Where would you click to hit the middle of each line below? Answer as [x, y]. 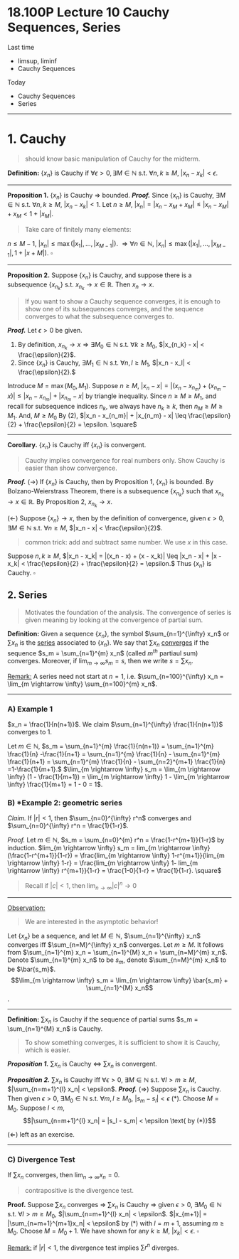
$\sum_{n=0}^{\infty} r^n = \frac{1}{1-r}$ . [68, 826]
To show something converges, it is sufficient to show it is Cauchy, [122, 1043]
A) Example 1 [30, 709]
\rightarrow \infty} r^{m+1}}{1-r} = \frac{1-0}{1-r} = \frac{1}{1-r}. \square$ [115, 871]
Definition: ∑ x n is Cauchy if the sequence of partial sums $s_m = [103, 1020]
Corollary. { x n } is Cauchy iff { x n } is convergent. [77, 446]
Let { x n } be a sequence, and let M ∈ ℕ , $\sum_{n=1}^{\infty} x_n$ [104, 937]
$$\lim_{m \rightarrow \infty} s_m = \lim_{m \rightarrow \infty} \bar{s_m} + [119, 980]
